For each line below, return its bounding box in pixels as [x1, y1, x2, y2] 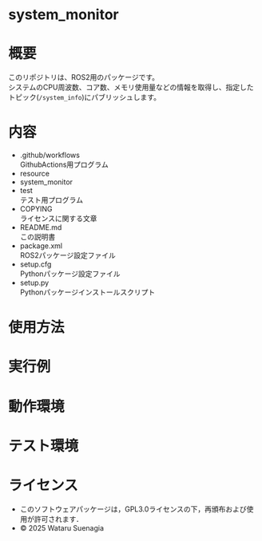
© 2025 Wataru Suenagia [19, 523, 105, 532]
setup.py [19, 278, 50, 288]
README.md [19, 223, 62, 232]
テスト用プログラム [19, 195, 84, 205]
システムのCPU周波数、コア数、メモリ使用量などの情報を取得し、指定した [8, 82, 254, 93]
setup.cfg [19, 259, 52, 269]
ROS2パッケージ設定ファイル [19, 251, 116, 260]
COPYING [19, 204, 53, 214]
